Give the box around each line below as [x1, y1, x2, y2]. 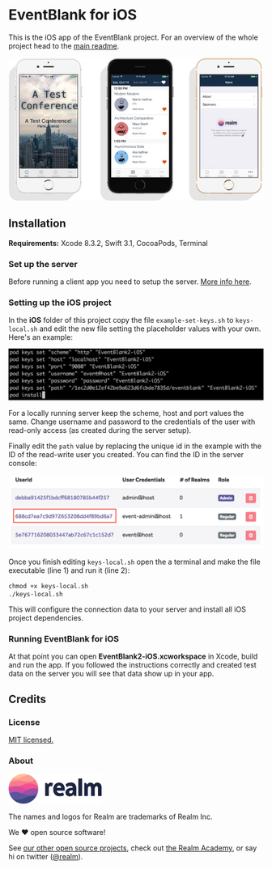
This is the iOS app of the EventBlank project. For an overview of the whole [8, 32, 259, 42]
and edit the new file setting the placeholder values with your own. [39, 324, 261, 333]
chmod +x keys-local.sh [8, 583, 89, 591]
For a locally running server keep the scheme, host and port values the [8, 409, 244, 418]
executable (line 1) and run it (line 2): [8, 566, 130, 575]
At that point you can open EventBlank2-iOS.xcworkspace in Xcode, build [8, 651, 258, 661]
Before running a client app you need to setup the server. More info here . [8, 277, 253, 286]
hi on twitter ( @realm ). [8, 851, 83, 861]
